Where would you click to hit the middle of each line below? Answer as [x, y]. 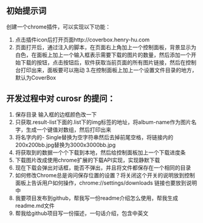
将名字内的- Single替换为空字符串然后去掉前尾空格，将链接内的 [94, 137]
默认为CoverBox [36, 77]
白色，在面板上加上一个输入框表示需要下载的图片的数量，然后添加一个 [103, 55]
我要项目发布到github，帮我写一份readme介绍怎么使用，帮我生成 [96, 198]
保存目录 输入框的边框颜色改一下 [56, 114]
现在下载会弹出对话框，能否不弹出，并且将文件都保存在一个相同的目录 [103, 167]
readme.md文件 [35, 205]
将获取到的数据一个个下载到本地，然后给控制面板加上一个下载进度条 [100, 152]
